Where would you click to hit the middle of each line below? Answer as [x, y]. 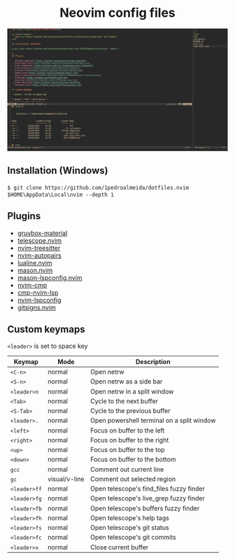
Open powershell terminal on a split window [153, 421]
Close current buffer [119, 547]
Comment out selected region [133, 479]
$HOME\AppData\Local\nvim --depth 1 [60, 195]
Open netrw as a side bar [126, 381]
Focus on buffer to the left [127, 430]
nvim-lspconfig [39, 300]
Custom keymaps [46, 329]
